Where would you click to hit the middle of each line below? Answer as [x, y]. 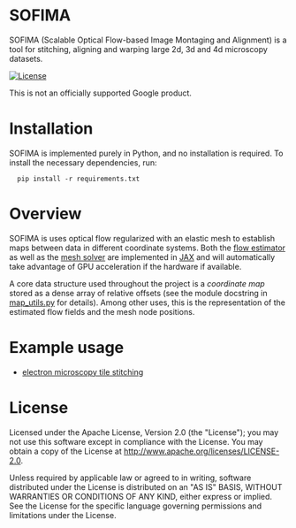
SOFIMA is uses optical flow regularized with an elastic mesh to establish [142, 238]
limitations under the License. [63, 515]
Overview [46, 214]
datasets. [26, 58]
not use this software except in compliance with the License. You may [136, 441]
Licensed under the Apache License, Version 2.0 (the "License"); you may [144, 432]
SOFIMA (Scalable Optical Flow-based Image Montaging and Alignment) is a [148, 40]
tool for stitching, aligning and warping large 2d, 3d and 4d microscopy [138, 49]
